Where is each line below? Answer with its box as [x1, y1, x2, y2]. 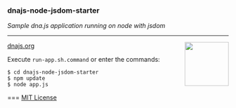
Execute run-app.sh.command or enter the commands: [7, 55, 160, 64]
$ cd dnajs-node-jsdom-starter [7, 69, 99, 76]
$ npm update [7, 75, 46, 82]
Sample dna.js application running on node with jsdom [7, 22, 166, 30]
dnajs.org [7, 41, 35, 50]
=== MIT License [7, 93, 58, 102]
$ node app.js [7, 81, 49, 88]
